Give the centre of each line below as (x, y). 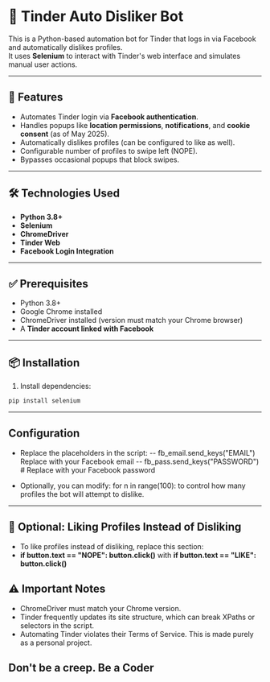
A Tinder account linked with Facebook (87, 329)
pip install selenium (45, 401)
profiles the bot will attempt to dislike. (82, 494)
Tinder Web (40, 242)
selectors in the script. (57, 625)
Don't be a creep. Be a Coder (81, 668)
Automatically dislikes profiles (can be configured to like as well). (127, 142)
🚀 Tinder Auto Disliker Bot (96, 17)
